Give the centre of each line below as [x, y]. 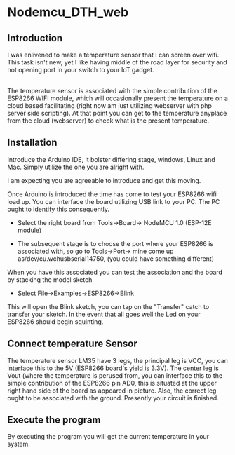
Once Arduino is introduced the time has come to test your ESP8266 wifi [112, 194]
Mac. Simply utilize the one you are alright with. [76, 167]
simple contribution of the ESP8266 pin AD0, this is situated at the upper [112, 383]
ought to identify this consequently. [59, 209]
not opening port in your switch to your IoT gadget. [81, 70]
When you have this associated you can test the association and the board [115, 272]
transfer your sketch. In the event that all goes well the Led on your [104, 314]
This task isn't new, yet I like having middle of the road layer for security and [117, 62]
